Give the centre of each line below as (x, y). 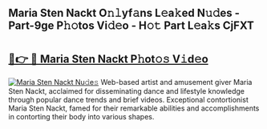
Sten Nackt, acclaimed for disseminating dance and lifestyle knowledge (126, 91)
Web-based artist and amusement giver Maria (176, 82)
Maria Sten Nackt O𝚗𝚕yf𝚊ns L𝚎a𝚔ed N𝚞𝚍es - (124, 13)
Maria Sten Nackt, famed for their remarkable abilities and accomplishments (134, 108)
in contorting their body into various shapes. (81, 117)
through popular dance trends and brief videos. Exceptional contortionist (128, 100)
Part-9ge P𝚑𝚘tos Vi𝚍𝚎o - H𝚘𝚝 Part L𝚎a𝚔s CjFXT (131, 26)
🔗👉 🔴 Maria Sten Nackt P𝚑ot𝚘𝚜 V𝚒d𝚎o (108, 59)
